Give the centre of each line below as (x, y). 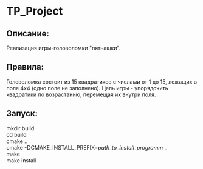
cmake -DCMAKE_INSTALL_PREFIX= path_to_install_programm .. (87, 147)
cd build (16, 134)
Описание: (28, 34)
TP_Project (35, 11)
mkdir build (20, 128)
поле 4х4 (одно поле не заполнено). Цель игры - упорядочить (87, 88)
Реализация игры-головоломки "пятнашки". (64, 48)
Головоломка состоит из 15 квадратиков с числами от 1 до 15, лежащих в (102, 81)
